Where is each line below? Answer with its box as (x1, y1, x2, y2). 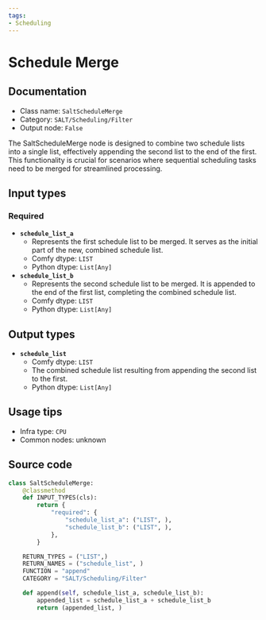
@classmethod (22, 486, 66, 494)
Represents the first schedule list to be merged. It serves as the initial (31, 237, 258, 246)
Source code (8, 458, 73, 471)
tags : (8, 11, 26, 20)
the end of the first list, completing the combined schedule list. (31, 288, 237, 297)
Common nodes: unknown (19, 435, 106, 444)
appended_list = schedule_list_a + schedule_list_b (37, 596, 212, 604)
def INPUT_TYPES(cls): (22, 494, 98, 502)
